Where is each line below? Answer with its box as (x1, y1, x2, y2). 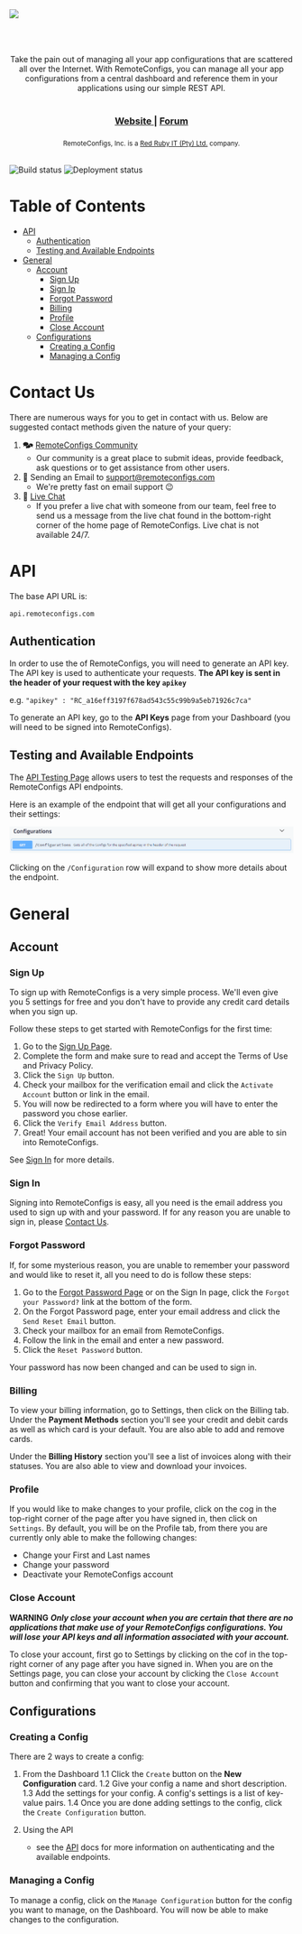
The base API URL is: (9, 590, 87, 601)
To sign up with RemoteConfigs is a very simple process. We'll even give (9, 987, 279, 998)
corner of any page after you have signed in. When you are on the (28, 1658, 273, 1669)
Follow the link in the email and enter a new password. (22, 1335, 224, 1346)
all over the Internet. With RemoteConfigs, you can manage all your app (19, 63, 284, 74)
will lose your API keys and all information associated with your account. (9, 1631, 289, 1642)
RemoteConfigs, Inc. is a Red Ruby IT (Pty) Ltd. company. (62, 139, 241, 148)
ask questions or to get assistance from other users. (35, 462, 230, 473)
